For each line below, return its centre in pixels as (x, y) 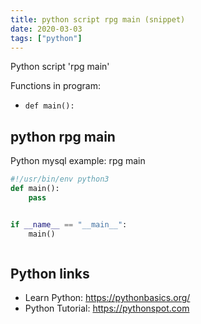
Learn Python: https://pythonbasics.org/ (107, 298)
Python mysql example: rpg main (78, 161)
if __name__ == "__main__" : (69, 224)
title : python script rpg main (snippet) (98, 19)
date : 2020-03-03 (46, 29)
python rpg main (63, 136)
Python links (50, 273)
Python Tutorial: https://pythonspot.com (107, 308)
